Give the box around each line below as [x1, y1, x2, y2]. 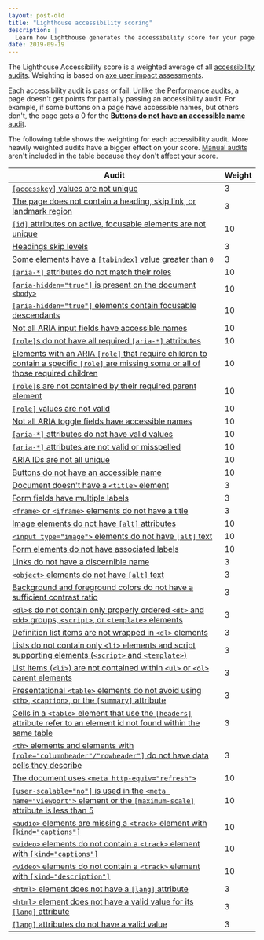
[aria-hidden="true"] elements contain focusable [12, 300, 197, 311]
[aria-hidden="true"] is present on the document [12, 280, 196, 291]
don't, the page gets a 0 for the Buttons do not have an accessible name [8, 111, 246, 120]
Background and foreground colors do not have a [12, 582, 194, 593]
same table [12, 728, 53, 739]
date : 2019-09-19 [8, 41, 65, 49]
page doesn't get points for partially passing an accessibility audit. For [8, 94, 236, 104]
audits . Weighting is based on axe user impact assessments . [8, 71, 204, 80]
